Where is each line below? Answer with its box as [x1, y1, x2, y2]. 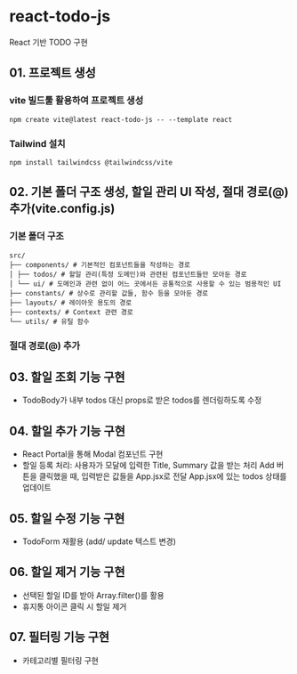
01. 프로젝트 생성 [9, 65, 96, 81]
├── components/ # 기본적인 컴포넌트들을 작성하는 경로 [9, 260, 191, 269]
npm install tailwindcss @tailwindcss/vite [9, 158, 173, 166]
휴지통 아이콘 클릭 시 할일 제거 [21, 601, 127, 612]
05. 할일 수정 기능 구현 [9, 510, 125, 526]
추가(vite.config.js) [9, 201, 116, 216]
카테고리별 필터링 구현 [21, 654, 100, 665]
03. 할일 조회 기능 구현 [9, 369, 126, 385]
